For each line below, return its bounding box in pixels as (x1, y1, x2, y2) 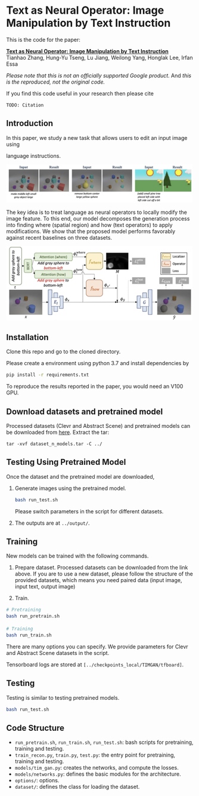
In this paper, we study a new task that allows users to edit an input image (6, 134, 188, 141)
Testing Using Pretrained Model (6, 457, 126, 467)
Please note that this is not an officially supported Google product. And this (6, 72, 192, 79)
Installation (6, 332, 49, 342)
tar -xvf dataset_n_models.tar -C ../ (6, 440, 102, 447)
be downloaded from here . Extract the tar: (6, 428, 109, 436)
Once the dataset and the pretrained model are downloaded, (6, 473, 155, 480)
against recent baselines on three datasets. (6, 234, 112, 241)
